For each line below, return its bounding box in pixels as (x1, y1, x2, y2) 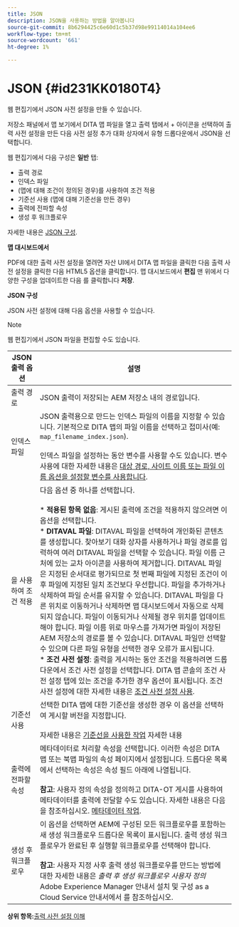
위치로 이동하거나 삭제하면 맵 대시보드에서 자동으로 (48, 601, 209, 611)
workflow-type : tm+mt (7, 30, 72, 38)
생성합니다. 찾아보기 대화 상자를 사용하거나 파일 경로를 (48, 537, 219, 547)
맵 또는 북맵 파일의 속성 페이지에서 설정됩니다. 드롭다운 (40, 754, 213, 764)
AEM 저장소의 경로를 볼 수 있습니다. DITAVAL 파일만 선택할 (40, 633, 226, 643)
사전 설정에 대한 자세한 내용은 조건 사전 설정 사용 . (40, 686, 195, 696)
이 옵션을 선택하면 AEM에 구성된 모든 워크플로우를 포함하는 (40, 819, 226, 829)
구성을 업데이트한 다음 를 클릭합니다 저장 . (20, 276, 135, 284)
